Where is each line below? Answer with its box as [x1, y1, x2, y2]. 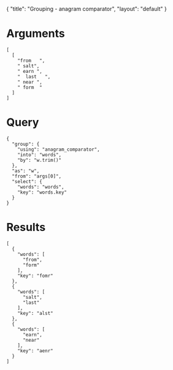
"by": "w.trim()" [17, 157, 62, 163]
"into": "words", [17, 151, 62, 158]
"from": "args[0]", [12, 173, 62, 179]
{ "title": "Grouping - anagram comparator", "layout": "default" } [6, 6, 167, 12]
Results [6, 221, 46, 235]
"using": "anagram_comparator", [17, 146, 100, 153]
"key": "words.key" [17, 189, 67, 195]
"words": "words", [17, 184, 64, 190]
